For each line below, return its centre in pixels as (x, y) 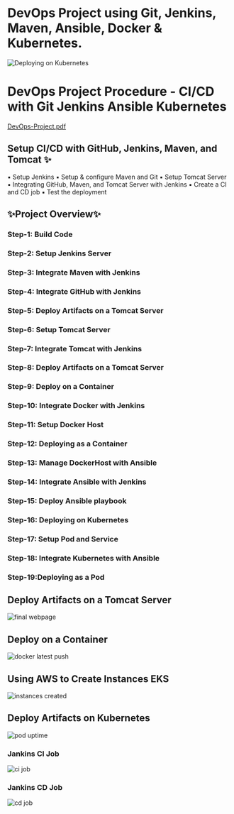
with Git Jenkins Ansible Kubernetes (117, 107)
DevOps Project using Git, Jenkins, (112, 13)
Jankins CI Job (33, 754)
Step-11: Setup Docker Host (56, 425)
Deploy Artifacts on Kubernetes (79, 718)
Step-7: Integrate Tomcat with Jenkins (75, 348)
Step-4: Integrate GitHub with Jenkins (74, 291)
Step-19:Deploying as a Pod (56, 577)
